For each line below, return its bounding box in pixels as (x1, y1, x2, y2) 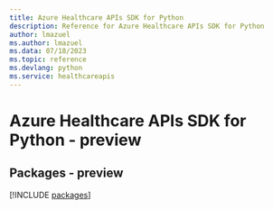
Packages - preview (9, 166, 124, 181)
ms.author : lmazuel (9, 38, 83, 48)
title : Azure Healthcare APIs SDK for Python (9, 13, 184, 23)
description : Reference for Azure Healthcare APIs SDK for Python (9, 22, 265, 31)
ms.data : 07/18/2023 (9, 47, 88, 56)
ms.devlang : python (9, 64, 83, 73)
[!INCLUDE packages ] (9, 189, 91, 200)
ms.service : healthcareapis (9, 72, 116, 81)
